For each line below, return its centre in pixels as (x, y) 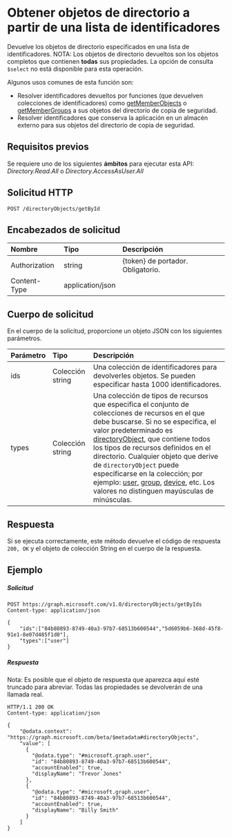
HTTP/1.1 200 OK (30, 707)
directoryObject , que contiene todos (152, 439)
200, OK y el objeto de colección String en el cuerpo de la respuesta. (105, 548)
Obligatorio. (141, 270)
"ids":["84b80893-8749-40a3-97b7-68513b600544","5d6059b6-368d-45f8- (122, 629)
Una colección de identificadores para (155, 367)
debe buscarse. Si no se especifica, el (154, 422)
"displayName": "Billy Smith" (75, 810)
